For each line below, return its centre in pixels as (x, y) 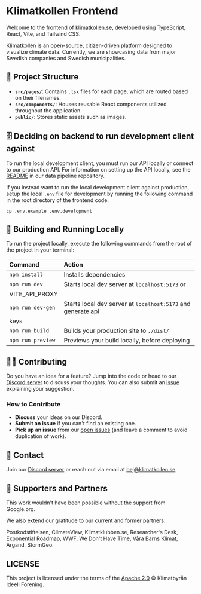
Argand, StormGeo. (30, 545)
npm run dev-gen (32, 308)
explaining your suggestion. (40, 389)
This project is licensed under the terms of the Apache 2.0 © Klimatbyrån (97, 578)
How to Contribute (33, 405)
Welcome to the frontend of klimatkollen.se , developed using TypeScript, (96, 27)
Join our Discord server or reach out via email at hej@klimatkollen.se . (92, 470)
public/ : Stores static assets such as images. (71, 117)
